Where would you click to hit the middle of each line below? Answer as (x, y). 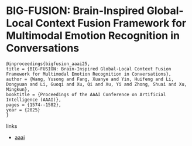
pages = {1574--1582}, (34, 105)
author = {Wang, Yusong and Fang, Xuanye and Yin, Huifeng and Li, (90, 79)
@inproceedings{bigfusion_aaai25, (48, 64)
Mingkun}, (18, 89)
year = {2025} (23, 110)
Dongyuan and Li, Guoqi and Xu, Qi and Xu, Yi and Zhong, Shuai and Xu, (97, 84)
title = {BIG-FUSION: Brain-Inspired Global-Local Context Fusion (89, 69)
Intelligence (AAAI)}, (34, 100)
